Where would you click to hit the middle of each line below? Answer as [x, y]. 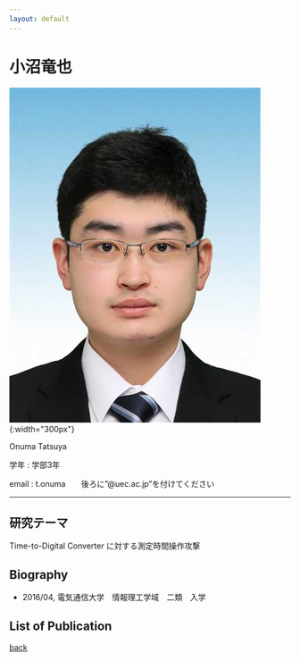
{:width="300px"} [42, 429]
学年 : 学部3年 [35, 464]
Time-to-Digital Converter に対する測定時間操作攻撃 [105, 546]
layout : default [39, 19]
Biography [39, 575]
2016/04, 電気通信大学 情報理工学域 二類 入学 [114, 598]
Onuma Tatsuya [38, 446]
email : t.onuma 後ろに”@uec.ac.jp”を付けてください [112, 483]
